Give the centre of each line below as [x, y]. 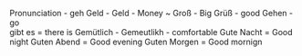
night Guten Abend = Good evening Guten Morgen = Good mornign [136, 42]
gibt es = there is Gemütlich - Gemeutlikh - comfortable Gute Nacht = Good [151, 32]
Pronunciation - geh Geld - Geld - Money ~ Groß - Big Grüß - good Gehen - [151, 13]
